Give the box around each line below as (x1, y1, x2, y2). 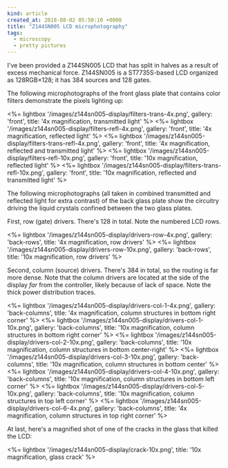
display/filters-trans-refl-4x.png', (7, 139, 102, 147)
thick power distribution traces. (7, 288, 96, 296)
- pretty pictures (13, 42, 67, 49)
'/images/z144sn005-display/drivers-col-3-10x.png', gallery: (7, 353, 180, 361)
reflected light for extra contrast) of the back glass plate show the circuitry (7, 197, 220, 204)
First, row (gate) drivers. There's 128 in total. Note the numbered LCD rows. (7, 217, 221, 225)
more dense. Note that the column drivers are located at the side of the (7, 273, 209, 282)
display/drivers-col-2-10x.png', (7, 338, 95, 346)
